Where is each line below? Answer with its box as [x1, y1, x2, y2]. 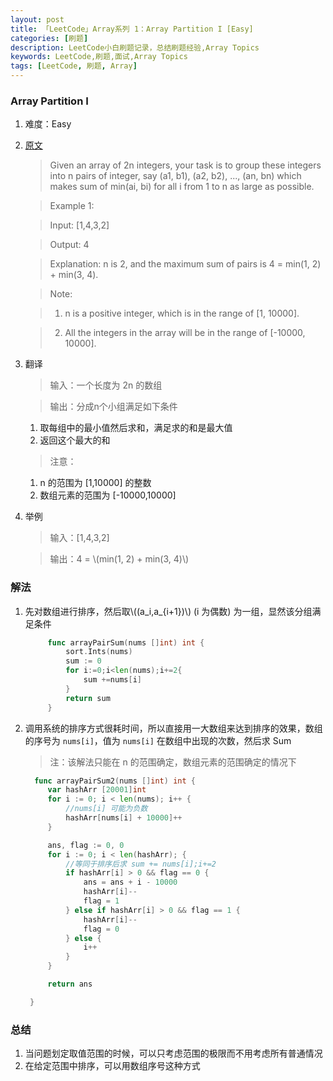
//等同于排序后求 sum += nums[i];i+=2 [65, 859, 217, 869]
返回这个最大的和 [39, 434, 111, 446]
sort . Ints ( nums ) [65, 647, 133, 657]
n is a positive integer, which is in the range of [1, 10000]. [64, 307, 300, 320]
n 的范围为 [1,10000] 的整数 [39, 477, 152, 489]
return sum [65, 693, 111, 703]
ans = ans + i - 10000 [83, 877, 178, 888]
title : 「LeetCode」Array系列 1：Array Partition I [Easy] [10, 24, 254, 34]
